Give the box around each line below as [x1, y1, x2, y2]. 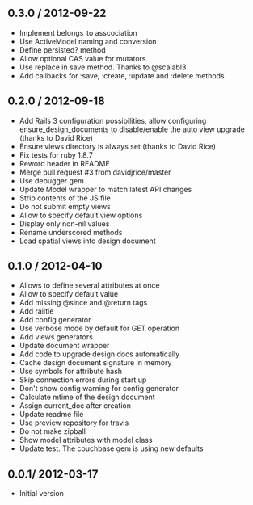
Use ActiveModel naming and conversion [19, 36, 157, 46]
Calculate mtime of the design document [19, 392, 155, 402]
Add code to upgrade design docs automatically [19, 349, 180, 359]
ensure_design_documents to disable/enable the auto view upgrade [19, 124, 246, 134]
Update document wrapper [19, 341, 110, 351]
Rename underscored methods [19, 227, 123, 237]
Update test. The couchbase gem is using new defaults [19, 444, 204, 453]
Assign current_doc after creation [19, 401, 131, 410]
